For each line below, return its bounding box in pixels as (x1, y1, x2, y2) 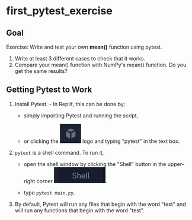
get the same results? (14, 68, 68, 75)
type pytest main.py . (23, 189, 75, 196)
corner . (36, 177, 108, 184)
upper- (167, 160, 185, 167)
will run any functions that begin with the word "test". (14, 206, 145, 214)
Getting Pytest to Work (6, 85, 92, 95)
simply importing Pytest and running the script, (23, 111, 139, 119)
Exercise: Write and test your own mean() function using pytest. (6, 43, 162, 50)
